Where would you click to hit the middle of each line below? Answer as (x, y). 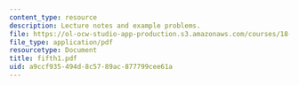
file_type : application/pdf (61, 42)
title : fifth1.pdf (43, 58)
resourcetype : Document (53, 50)
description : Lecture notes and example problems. (105, 26)
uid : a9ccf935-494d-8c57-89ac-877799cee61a (91, 67)
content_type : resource (53, 17)
